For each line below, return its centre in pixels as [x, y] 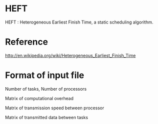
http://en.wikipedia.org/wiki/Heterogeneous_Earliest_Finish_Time [70, 55]
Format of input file [45, 75]
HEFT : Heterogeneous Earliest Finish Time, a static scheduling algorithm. [79, 22]
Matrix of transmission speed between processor [55, 108]
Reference [26, 42]
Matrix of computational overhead [39, 98]
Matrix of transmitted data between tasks [46, 117]
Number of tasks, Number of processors [46, 89]
